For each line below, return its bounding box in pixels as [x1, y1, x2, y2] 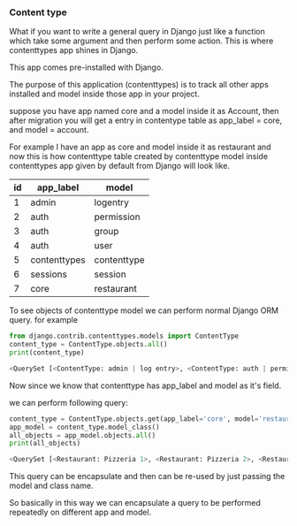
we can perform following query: [9, 397, 128, 408]
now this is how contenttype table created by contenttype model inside [9, 151, 268, 162]
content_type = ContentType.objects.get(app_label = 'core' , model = [9, 414, 259, 423]
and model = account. [9, 125, 89, 135]
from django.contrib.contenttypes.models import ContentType [9, 332, 240, 341]
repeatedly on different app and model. [9, 507, 152, 518]
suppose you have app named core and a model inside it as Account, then [9, 106, 279, 117]
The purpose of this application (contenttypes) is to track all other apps [9, 80, 270, 90]
